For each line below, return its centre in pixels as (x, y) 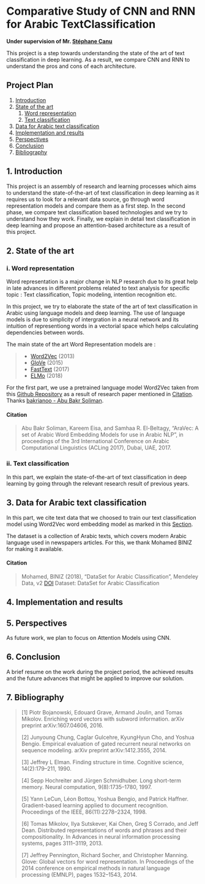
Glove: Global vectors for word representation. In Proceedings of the (107, 861)
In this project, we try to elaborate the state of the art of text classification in (102, 307)
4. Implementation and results (65, 602)
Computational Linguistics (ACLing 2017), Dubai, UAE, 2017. (96, 448)
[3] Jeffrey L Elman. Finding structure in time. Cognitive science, (102, 762)
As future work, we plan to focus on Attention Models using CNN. (89, 637)
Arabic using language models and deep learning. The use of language (96, 313)
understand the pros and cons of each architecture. (71, 66)
